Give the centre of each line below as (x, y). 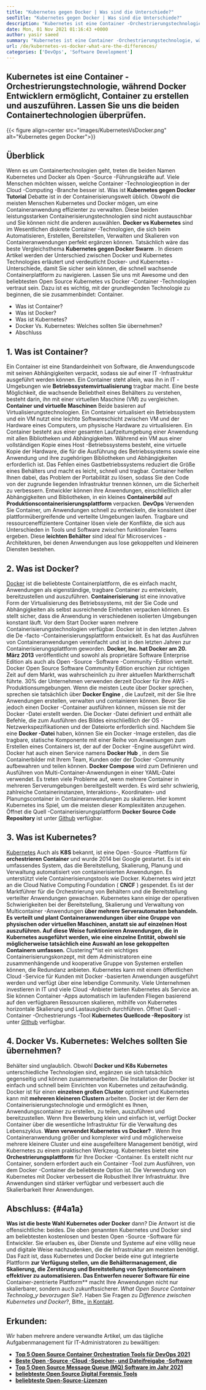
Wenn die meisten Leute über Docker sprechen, (134, 688)
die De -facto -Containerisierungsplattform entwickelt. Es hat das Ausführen (103, 635)
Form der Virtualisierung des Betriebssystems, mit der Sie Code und (92, 603)
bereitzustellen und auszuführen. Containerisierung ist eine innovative (96, 596)
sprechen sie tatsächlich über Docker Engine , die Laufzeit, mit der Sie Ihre (101, 694)
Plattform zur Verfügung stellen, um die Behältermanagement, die (92, 1263)
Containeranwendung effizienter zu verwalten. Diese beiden (82, 210)
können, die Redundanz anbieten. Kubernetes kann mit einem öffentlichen (100, 969)
